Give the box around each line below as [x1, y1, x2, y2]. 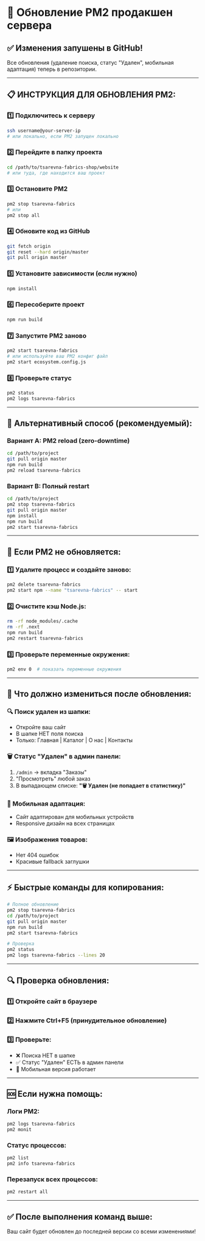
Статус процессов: [7, 1141, 67, 1149]
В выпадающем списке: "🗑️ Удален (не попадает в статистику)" [15, 782, 186, 789]
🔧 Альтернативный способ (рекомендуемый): [7, 418, 192, 429]
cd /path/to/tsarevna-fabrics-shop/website [7, 164, 119, 170]
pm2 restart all [7, 1189, 48, 1195]
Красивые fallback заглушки [15, 858, 89, 865]
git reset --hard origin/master [7, 249, 89, 255]
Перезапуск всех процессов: [7, 1175, 98, 1184]
